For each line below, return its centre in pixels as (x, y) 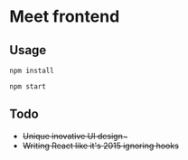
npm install (32, 71)
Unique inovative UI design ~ (75, 136)
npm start (28, 87)
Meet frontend (65, 17)
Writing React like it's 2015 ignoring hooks (100, 146)
